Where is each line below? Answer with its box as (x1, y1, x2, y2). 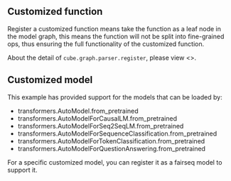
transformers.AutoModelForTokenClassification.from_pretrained (17, 136, 205, 145)
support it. (7, 165, 38, 174)
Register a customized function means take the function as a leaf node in (7, 24, 222, 33)
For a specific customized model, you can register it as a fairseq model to (7, 158, 222, 166)
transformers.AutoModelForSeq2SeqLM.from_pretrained (17, 121, 184, 130)
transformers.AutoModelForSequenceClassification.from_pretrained (17, 129, 217, 138)
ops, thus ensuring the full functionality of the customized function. (7, 39, 205, 48)
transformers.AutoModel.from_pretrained (17, 106, 139, 115)
